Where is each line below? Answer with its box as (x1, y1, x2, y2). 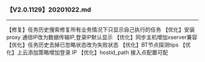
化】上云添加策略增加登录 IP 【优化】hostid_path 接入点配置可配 (6, 49, 168, 56)
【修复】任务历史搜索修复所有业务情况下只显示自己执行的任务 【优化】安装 (6, 26, 195, 33)
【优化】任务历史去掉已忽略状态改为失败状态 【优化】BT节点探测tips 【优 (6, 41, 191, 49)
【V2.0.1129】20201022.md (6, 5, 92, 13)
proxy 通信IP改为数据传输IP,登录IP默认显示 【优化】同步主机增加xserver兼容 (6, 33, 198, 41)
